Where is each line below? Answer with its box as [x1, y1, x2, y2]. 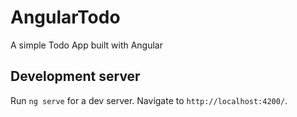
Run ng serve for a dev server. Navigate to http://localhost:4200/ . [10, 94, 288, 106]
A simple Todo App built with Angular [10, 39, 164, 51]
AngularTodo [10, 6, 121, 29]
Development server [10, 68, 141, 85]
